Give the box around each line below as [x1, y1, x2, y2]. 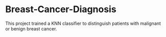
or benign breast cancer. [5, 25, 57, 31]
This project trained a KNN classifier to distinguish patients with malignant [5, 20, 161, 26]
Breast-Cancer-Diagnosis [5, 4, 116, 15]
